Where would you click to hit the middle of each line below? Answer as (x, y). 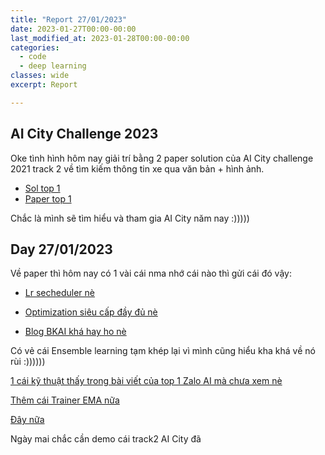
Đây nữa (27, 420)
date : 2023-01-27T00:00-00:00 (73, 29)
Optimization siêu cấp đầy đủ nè (91, 312)
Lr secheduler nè (59, 293)
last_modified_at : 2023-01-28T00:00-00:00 (100, 38)
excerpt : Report (44, 85)
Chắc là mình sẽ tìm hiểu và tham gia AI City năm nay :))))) (130, 218)
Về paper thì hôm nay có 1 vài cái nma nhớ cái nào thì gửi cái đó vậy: (151, 273)
